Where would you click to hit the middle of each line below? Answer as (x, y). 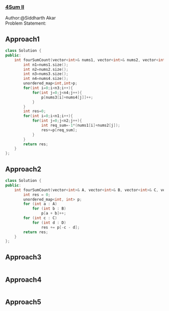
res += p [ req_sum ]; (59, 130)
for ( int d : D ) (49, 223)
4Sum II (15, 7)
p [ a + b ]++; (54, 214)
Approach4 (23, 280)
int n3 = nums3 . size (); (46, 74)
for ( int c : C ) (40, 218)
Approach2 (23, 169)
